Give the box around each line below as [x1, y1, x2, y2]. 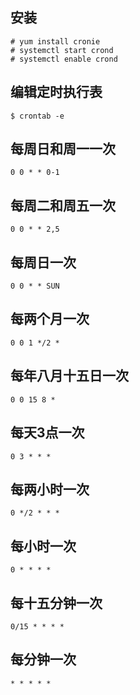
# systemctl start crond [10, 45, 114, 55]
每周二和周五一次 [10, 197, 116, 214]
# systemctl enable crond [10, 54, 118, 64]
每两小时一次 [10, 481, 90, 498]
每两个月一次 [10, 311, 90, 328]
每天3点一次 [10, 424, 85, 442]
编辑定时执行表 [10, 84, 103, 101]
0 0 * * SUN [10, 281, 60, 292]
